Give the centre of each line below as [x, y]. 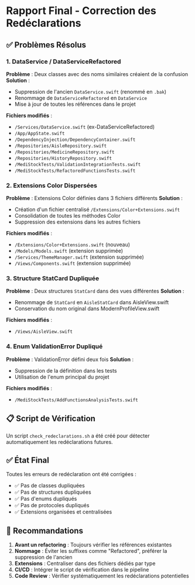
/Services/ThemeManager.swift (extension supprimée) [79, 257]
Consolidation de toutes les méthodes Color [68, 216]
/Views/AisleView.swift [44, 332]
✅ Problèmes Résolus [46, 45]
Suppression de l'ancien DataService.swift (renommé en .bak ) [90, 91]
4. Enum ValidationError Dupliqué [54, 346]
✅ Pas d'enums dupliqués [46, 499]
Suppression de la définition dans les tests [66, 370]
